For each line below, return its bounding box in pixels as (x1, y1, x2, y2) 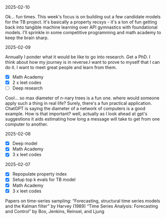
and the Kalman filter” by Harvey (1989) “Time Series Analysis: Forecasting (5, 203, 159, 209)
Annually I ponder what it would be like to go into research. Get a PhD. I (5, 54, 151, 60)
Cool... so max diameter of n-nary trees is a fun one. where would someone (5, 95, 160, 101)
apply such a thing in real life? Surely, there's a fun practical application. (5, 100, 152, 106)
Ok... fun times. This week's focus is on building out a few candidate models (5, 14, 161, 19)
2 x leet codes (12, 80, 42, 86)
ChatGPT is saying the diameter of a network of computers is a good (5, 106, 146, 112)
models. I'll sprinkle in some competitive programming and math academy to (5, 30, 162, 35)
